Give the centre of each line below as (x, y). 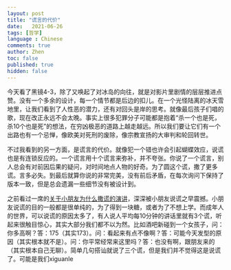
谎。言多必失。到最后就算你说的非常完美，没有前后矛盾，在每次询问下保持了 (115, 175)
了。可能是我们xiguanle (40, 258)
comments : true (29, 45)
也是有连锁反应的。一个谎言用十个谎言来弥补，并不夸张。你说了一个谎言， (112, 158)
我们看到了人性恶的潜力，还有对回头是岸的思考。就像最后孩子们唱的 (127, 109)
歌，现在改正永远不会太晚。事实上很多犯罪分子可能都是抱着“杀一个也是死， (114, 117)
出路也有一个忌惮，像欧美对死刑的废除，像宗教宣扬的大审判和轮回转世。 (109, 134)
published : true (30, 65)
